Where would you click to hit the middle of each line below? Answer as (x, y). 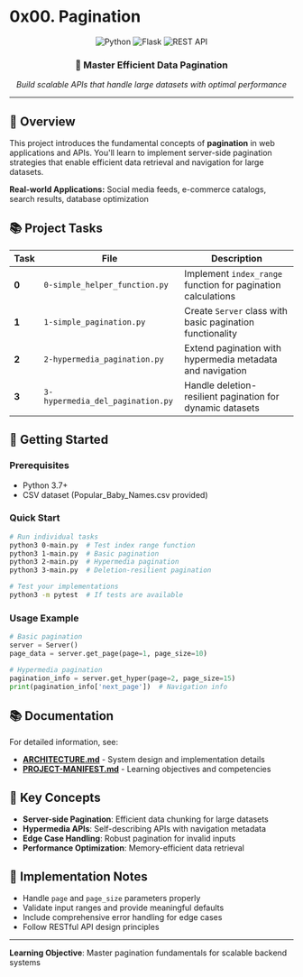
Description (237, 258)
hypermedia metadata (231, 359)
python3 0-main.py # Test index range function (102, 545)
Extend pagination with (233, 347)
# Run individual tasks (54, 537)
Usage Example (44, 618)
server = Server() (44, 645)
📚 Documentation (62, 716)
